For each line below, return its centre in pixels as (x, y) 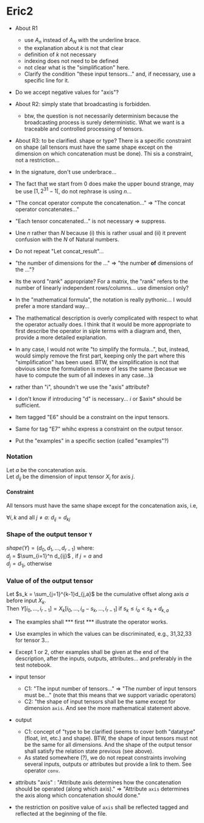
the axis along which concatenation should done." (78, 796)
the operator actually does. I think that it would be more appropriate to (103, 325)
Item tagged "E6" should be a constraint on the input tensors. (92, 417)
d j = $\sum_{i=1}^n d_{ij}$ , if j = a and (55, 556)
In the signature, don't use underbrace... (66, 171)
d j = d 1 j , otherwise (29, 564)
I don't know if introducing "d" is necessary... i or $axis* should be (98, 399)
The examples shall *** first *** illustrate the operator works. (91, 622)
